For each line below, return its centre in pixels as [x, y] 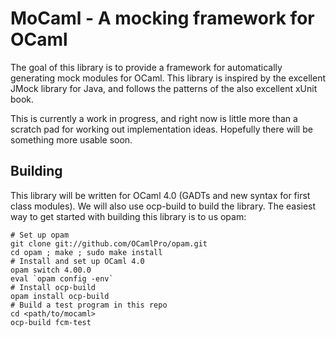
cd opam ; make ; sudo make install [86, 252]
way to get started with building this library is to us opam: [128, 216]
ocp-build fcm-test [51, 322]
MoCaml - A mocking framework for [162, 18]
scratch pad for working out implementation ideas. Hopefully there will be [161, 129]
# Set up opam [40, 235]
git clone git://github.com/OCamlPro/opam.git [109, 243]
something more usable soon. [71, 139]
